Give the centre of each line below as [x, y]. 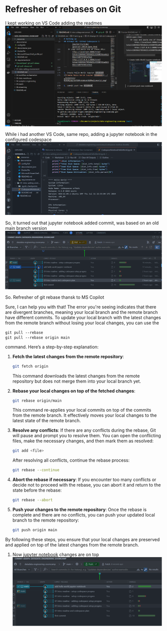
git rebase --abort [33, 500]
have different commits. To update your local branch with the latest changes [83, 317]
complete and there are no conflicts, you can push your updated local [83, 515]
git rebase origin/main [37, 401]
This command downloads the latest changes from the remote [76, 376]
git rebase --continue [36, 470]
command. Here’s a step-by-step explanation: [52, 347]
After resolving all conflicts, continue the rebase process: [71, 460]
